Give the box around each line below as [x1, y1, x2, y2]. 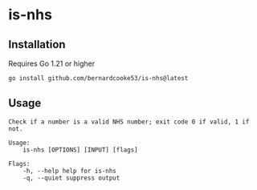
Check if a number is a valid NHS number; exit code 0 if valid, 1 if [8, 118, 250, 126]
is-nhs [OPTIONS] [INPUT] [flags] [22, 146, 138, 154]
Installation [8, 38, 66, 51]
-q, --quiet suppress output [22, 174, 120, 182]
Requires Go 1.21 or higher [8, 59, 95, 68]
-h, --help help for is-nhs [22, 167, 116, 175]
